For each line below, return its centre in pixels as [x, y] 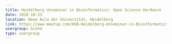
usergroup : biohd [24, 29]
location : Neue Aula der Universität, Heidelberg [59, 19]
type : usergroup [23, 33]
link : [11, 24]
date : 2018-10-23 [24, 15]
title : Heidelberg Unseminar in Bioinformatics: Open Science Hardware [83, 10]
